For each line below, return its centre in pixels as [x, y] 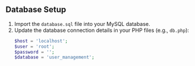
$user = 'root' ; [34, 47]
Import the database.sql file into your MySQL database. [82, 24]
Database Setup [36, 10]
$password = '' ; [34, 52]
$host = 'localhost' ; [41, 41]
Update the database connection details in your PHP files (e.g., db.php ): [102, 30]
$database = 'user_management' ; [54, 57]
